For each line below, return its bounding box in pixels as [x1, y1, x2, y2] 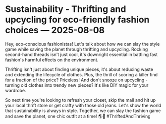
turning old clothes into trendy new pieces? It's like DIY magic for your [5, 82, 149, 88]
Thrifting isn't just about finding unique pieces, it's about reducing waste [5, 66, 154, 72]
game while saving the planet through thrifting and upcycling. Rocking [5, 46, 148, 52]
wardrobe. [5, 87, 26, 93]
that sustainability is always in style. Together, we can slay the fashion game [5, 108, 161, 114]
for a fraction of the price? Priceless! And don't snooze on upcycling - [5, 77, 148, 83]
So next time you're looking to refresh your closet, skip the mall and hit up [5, 97, 156, 103]
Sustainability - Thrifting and [5, 3, 126, 15]
